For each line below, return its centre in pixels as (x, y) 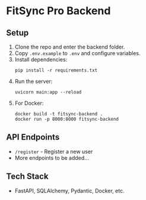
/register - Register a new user (54, 151)
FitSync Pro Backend (58, 11)
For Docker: (29, 103)
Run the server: (34, 81)
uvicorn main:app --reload (48, 92)
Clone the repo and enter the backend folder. (70, 47)
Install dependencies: (41, 59)
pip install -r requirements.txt (56, 70)
